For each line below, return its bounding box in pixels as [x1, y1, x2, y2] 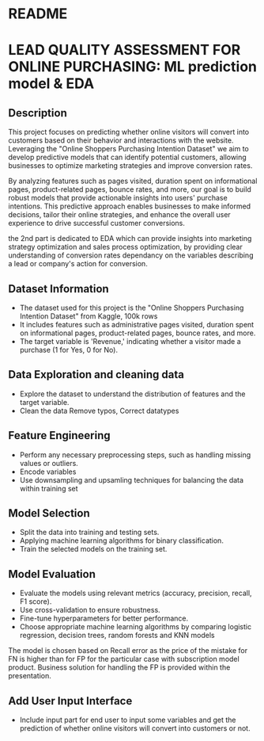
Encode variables [19, 467, 77, 476]
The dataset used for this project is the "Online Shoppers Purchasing [19, 303, 244, 312]
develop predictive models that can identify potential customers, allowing [8, 152, 247, 162]
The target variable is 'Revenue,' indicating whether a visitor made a [19, 337, 241, 346]
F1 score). [19, 597, 52, 606]
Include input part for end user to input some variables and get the [19, 715, 236, 725]
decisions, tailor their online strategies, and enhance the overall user [8, 210, 231, 220]
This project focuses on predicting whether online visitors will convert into [8, 128, 250, 137]
